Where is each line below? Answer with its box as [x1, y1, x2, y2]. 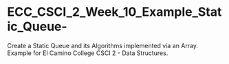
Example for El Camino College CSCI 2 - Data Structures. [7, 49, 168, 57]
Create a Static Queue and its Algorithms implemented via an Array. [7, 41, 198, 50]
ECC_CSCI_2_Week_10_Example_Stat [7, 4, 222, 20]
